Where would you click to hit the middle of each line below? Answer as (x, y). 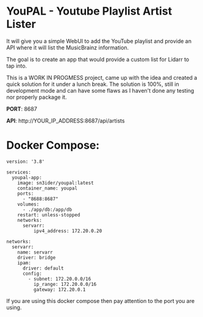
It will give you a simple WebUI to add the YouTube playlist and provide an (99, 41)
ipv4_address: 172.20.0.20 (68, 231)
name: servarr (35, 252)
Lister (21, 24)
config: (32, 273)
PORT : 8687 (22, 109)
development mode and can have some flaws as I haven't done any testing (100, 90)
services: (19, 172)
